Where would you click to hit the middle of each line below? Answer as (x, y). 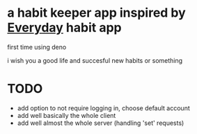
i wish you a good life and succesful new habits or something (95, 60)
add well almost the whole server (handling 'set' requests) (101, 123)
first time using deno (37, 47)
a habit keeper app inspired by (96, 13)
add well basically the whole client (66, 115)
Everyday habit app (64, 28)
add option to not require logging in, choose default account (103, 108)
